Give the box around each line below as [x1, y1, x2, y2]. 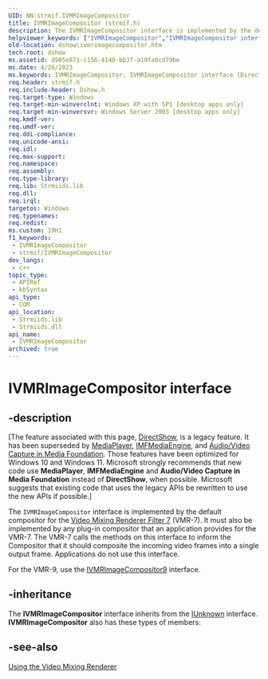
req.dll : [8, 189, 37, 198]
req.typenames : [8, 212, 59, 220]
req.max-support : [8, 152, 66, 160]
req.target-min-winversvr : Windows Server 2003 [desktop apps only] [8, 108, 241, 116]
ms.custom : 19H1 [8, 226, 62, 235]
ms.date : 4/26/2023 [8, 64, 73, 72]
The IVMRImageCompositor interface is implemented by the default [8, 507, 222, 516]
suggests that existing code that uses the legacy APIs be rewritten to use [8, 483, 248, 493]
